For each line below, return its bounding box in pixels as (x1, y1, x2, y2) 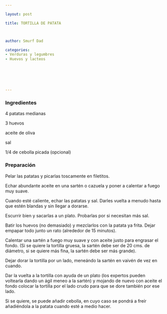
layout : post (5, 11, 32, 16)
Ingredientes (5, 99, 37, 106)
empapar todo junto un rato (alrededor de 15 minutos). (5, 227, 117, 233)
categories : (5, 47, 30, 52)
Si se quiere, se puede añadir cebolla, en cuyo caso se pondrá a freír (5, 298, 147, 304)
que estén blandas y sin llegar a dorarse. (5, 203, 89, 209)
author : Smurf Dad (5, 38, 43, 43)
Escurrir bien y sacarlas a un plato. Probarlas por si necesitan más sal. (5, 212, 150, 218)
